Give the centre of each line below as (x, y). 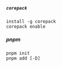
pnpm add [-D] (23, 58)
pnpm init (18, 53)
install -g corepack (31, 21)
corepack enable (26, 27)
